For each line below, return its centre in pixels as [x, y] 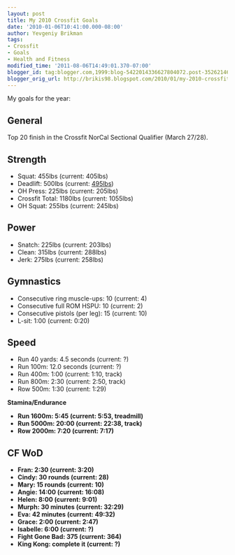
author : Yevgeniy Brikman [45, 33]
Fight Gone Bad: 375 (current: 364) [69, 537]
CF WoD [25, 453]
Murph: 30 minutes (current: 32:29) [71, 507]
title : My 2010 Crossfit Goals [53, 20]
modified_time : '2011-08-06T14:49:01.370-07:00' [79, 66]
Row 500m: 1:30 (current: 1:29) [62, 389]
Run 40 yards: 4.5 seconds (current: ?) [73, 359]
